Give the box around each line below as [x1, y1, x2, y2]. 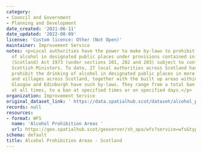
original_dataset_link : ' [6, 98, 71, 104]
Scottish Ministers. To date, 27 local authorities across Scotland [11, 64, 187, 71]
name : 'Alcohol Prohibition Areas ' [11, 121, 103, 127]
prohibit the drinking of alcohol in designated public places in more [11, 70, 195, 76]
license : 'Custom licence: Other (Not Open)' [6, 37, 122, 43]
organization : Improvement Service [6, 93, 96, 99]
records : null [6, 104, 42, 110]
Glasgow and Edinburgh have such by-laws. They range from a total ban [11, 82, 195, 88]
